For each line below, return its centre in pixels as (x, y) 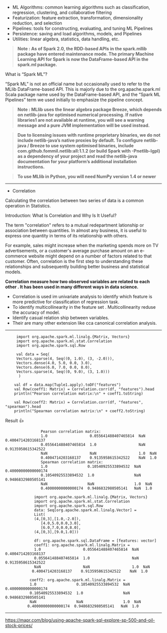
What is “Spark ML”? (26, 74)
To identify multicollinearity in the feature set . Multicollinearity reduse (84, 307)
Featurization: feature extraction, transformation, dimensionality (78, 18)
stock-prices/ (19, 625)
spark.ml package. (37, 65)
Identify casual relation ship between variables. (61, 318)
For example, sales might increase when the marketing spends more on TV (82, 245)
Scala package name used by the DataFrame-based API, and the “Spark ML (83, 95)
